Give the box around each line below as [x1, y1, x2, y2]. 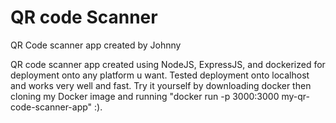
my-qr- [281, 90, 310, 102]
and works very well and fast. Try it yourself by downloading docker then [10, 79, 312, 91]
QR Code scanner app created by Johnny [10, 39, 182, 51]
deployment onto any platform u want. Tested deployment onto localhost [10, 69, 310, 81]
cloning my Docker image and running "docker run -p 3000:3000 [10, 90, 280, 102]
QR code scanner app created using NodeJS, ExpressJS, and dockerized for [10, 58, 326, 70]
